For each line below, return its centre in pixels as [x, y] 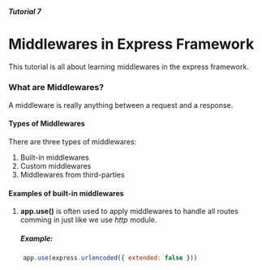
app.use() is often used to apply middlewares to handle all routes [129, 212]
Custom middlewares [56, 166]
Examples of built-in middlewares [66, 193]
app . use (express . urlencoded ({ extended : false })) [110, 258]
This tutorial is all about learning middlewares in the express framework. [129, 66]
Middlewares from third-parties [72, 175]
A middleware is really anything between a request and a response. [121, 105]
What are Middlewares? [56, 88]
